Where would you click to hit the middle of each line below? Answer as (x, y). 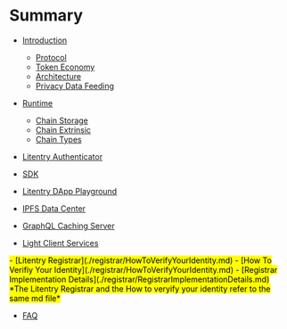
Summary (46, 16)
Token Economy (65, 67)
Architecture (58, 76)
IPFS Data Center (54, 208)
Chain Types (58, 139)
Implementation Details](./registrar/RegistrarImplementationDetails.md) (139, 279)
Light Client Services (60, 243)
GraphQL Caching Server (68, 226)
